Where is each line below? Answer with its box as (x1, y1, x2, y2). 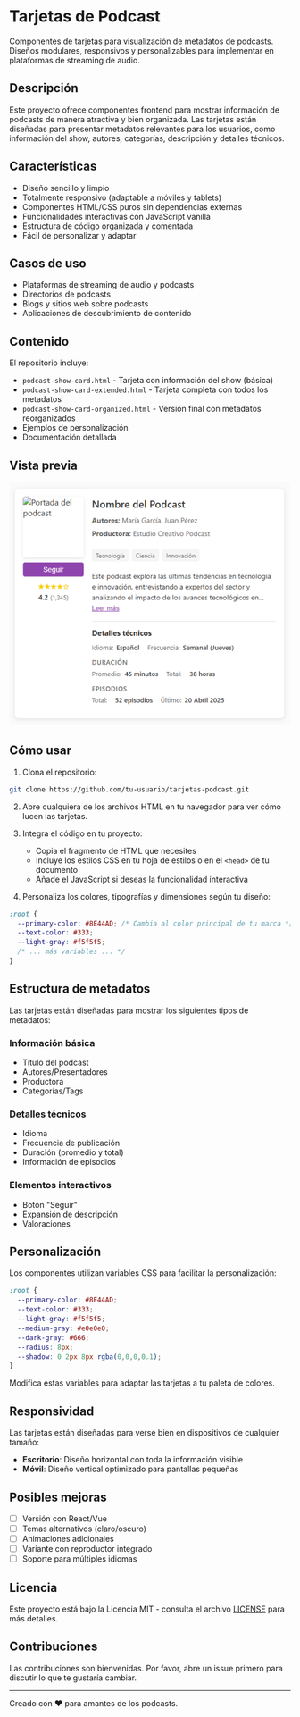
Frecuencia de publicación (21, 1137, 121, 1149)
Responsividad (9, 1403, 95, 1419)
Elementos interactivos (9, 1179, 112, 1192)
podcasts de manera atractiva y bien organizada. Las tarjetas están (9, 113, 257, 124)
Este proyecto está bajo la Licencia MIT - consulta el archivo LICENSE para (9, 1604, 286, 1614)
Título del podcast (21, 1057, 89, 1068)
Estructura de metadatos (9, 981, 151, 997)
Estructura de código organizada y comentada (21, 221, 194, 231)
